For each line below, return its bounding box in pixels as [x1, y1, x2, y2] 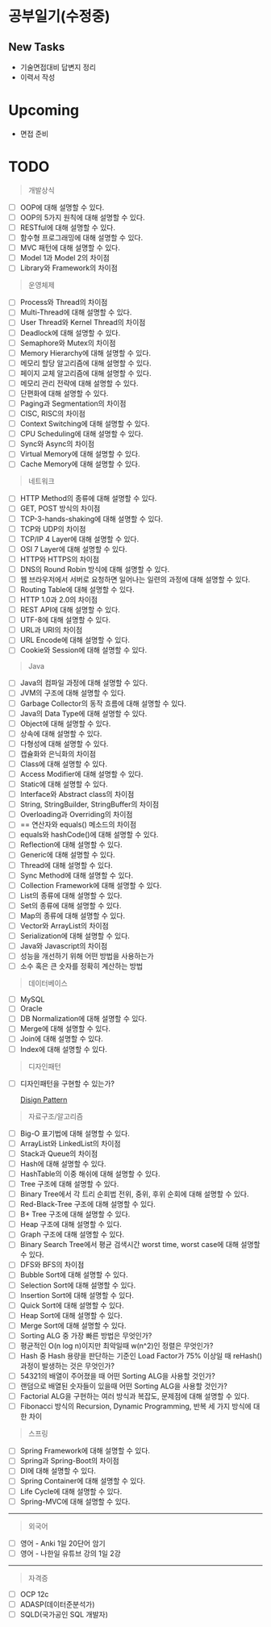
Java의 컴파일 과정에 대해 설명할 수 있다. [19, 678, 148, 688]
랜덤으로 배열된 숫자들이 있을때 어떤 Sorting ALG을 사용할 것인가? [19, 1381, 227, 1391]
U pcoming [8, 102, 80, 119]
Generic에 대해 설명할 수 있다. [19, 850, 115, 860]
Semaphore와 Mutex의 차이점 [19, 338, 116, 348]
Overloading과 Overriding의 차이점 [19, 810, 133, 820]
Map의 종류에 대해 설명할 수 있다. [19, 911, 126, 920]
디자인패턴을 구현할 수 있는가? [19, 1078, 115, 1088]
